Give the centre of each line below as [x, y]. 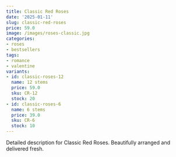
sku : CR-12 [24, 93]
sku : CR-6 [23, 121]
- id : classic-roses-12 [35, 77]
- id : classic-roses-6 [34, 104]
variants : [18, 71]
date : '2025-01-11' [30, 17]
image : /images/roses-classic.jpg [48, 33]
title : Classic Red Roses [37, 11]
